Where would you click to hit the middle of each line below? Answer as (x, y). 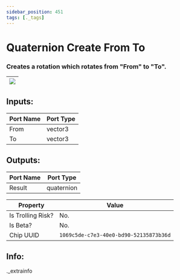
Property (31, 205)
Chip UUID (24, 235)
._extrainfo (19, 271)
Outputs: (23, 160)
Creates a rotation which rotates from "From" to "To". (86, 66)
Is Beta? (21, 225)
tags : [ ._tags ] (25, 18)
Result (18, 187)
